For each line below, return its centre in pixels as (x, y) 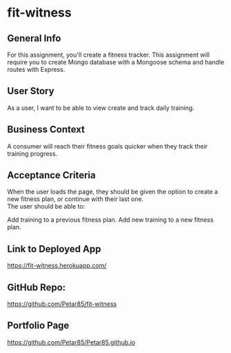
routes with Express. (36, 69)
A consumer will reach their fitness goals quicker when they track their (108, 146)
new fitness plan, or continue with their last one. (76, 199)
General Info (34, 38)
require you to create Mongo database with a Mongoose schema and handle (116, 62)
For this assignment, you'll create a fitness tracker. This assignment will (109, 55)
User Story (31, 91)
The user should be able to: (46, 207)
